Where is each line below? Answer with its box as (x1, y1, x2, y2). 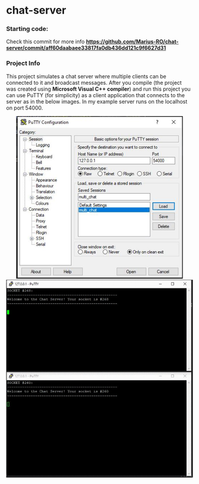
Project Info (6, 59, 40, 68)
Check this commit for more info (6, 38, 85, 45)
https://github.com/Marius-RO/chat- (85, 38, 179, 45)
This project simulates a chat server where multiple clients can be (6, 72, 167, 80)
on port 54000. (6, 104, 43, 111)
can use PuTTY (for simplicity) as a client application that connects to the (6, 91, 185, 98)
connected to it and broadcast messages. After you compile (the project (6, 79, 182, 86)
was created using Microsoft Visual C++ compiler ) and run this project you (6, 85, 191, 92)
